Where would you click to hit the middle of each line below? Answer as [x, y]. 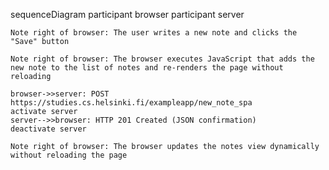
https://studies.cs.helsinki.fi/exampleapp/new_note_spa [131, 103]
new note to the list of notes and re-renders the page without [147, 68]
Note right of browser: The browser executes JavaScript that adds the [162, 59]
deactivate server [48, 129]
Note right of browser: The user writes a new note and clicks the [154, 33]
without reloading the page [69, 155]
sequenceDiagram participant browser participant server [127, 14]
